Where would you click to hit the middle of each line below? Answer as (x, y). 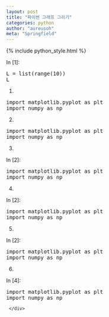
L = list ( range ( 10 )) (36, 74)
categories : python (30, 23)
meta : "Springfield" (32, 34)
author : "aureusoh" (30, 28)
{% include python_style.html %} (46, 51)
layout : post (22, 12)
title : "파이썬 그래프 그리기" (39, 17)
